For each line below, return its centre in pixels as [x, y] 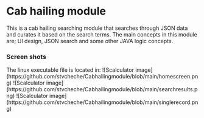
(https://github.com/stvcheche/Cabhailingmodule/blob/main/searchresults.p [102, 89]
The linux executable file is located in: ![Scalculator [70, 70]
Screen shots [26, 57]
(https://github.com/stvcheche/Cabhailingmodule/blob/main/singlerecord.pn [102, 102]
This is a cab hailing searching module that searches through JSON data [97, 28]
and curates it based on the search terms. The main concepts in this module [102, 34]
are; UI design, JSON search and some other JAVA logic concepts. [90, 41]
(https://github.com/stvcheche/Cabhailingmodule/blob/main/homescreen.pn [102, 77]
